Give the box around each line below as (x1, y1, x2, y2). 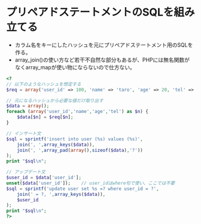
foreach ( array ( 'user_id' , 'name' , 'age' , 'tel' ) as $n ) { (6, 109, 148, 115)
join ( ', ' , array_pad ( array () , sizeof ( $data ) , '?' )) (17, 147, 144, 153)
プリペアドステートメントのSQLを (6, 5, 174, 19)
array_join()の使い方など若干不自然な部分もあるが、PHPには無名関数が (14, 56, 190, 63)
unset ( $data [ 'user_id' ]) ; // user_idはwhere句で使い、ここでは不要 (6, 180, 175, 186)
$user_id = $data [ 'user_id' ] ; (6, 174, 82, 181)
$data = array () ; (6, 103, 50, 109)
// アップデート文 (6, 169, 46, 175)
